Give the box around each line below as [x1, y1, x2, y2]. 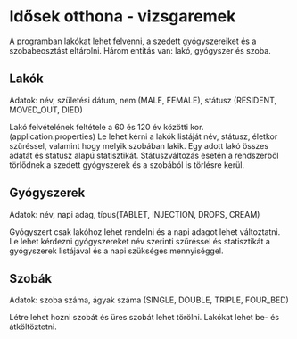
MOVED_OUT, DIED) [9, 104, 83, 115]
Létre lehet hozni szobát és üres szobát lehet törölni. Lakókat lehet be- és [9, 312, 279, 323]
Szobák [9, 270, 53, 286]
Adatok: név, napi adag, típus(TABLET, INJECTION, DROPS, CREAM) [9, 209, 260, 219]
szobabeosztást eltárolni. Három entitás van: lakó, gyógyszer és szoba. [9, 45, 272, 55]
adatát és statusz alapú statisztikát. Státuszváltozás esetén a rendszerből [9, 150, 279, 161]
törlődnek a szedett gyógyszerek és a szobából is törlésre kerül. [9, 159, 245, 170]
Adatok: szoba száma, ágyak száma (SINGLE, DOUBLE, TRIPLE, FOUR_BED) [9, 294, 290, 305]
